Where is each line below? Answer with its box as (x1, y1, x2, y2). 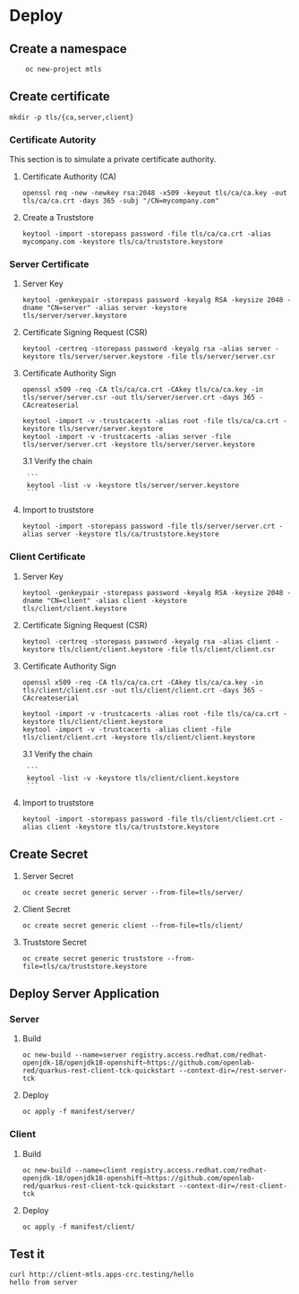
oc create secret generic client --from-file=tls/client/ (21, 920, 243, 930)
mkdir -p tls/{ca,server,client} (9, 113, 134, 122)
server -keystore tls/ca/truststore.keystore (46, 530, 219, 539)
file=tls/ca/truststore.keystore (21, 962, 148, 970)
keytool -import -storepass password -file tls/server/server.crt (21, 522, 276, 531)
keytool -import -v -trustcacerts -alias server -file (21, 432, 232, 442)
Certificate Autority (9, 134, 97, 146)
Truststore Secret (21, 936, 87, 947)
